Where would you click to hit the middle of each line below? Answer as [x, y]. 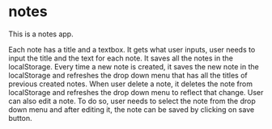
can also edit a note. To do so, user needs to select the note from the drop [132, 101]
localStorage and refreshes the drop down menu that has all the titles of [128, 75]
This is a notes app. [41, 34]
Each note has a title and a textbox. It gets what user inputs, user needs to [132, 49]
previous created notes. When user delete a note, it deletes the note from [131, 84]
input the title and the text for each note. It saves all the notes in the [121, 58]
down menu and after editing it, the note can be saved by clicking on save [132, 109]
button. [20, 118]
